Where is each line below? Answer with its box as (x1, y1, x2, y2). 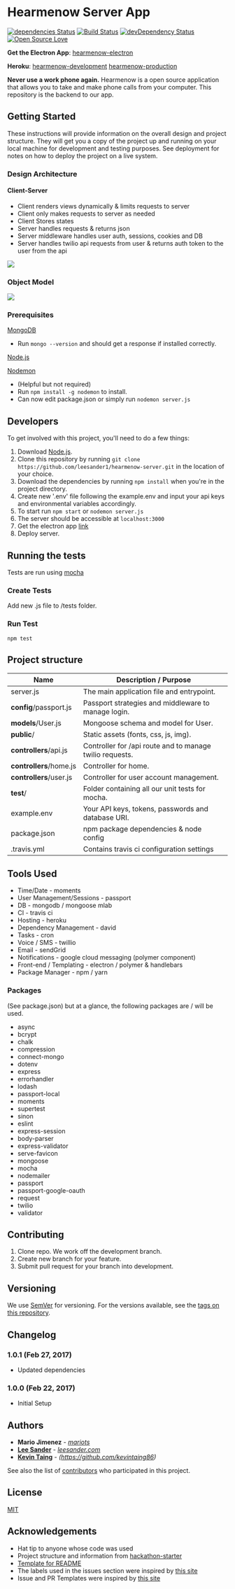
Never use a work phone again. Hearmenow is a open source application (7, 75, 220, 84)
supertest (17, 1104, 45, 1113)
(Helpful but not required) (17, 380, 92, 388)
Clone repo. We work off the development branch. (17, 1247, 162, 1256)
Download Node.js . (17, 447, 73, 456)
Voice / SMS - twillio (17, 939, 76, 947)
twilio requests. (83, 750, 134, 759)
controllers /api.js (10, 745, 68, 755)
